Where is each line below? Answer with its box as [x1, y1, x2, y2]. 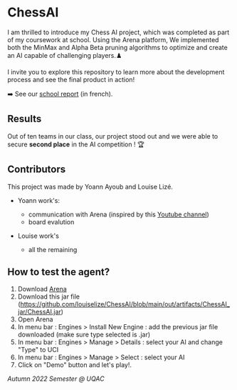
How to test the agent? [7, 266, 110, 278]
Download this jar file [17, 292, 80, 301]
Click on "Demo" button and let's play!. [17, 361, 132, 369]
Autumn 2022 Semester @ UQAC [7, 374, 105, 383]
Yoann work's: [17, 196, 60, 204]
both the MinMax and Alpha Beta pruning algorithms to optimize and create [7, 43, 228, 51]
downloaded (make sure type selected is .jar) [17, 330, 151, 339]
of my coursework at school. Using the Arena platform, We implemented [7, 35, 219, 44]
